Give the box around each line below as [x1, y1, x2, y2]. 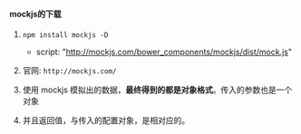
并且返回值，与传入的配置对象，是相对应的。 [22, 115, 190, 126]
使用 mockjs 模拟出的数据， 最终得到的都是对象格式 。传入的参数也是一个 [22, 84, 293, 95]
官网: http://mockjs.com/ [22, 65, 117, 76]
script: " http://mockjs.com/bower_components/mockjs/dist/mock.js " [35, 46, 293, 58]
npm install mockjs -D [22, 31, 109, 40]
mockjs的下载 [9, 8, 62, 19]
